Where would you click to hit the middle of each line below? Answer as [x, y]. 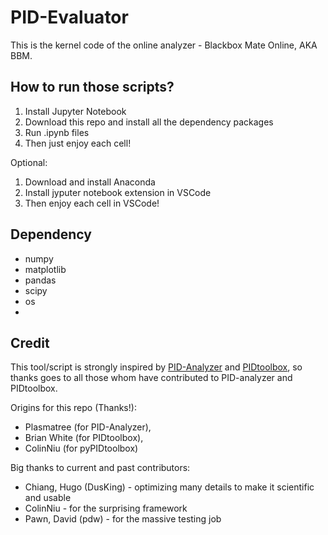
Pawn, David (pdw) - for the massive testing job [123, 519]
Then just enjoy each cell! [78, 143]
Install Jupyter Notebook [75, 111]
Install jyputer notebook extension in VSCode [118, 192]
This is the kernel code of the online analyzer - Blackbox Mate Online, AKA [164, 45]
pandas [40, 280]
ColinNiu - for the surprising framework [106, 508]
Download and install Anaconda [90, 182]
